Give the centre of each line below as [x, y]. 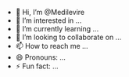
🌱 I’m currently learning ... [57, 29]
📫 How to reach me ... [52, 46]
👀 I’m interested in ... [48, 20]
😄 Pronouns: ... [41, 57]
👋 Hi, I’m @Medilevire [50, 12]
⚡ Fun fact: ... [37, 66]
